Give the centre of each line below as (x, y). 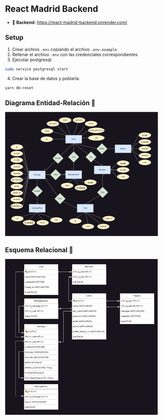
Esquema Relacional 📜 (39, 250)
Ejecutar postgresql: (32, 60)
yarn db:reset (19, 88)
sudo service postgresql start (37, 69)
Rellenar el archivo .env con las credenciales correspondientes (75, 54)
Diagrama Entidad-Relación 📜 (50, 103)
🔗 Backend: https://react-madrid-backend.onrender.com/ (70, 22)
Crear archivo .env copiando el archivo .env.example (65, 49)
